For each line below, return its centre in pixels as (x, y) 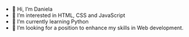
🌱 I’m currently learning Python (50, 21)
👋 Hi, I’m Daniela (32, 9)
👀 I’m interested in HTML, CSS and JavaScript (68, 15)
